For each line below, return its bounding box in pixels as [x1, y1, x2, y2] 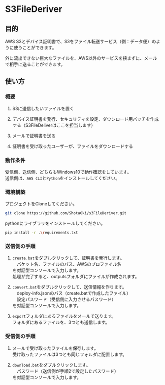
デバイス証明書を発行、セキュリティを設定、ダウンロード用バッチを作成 [12, 116, 159, 122]
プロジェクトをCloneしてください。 [5, 201, 77, 207]
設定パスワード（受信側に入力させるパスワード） [16, 296, 116, 302]
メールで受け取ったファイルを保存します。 [12, 345, 99, 351]
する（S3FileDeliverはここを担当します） [12, 122, 96, 128]
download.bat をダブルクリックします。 [12, 362, 91, 368]
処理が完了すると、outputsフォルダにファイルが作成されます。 [12, 274, 139, 280]
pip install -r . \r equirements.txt [5, 230, 78, 236]
